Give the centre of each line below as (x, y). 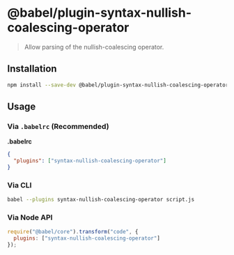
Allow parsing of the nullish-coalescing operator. (94, 47)
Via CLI (19, 185)
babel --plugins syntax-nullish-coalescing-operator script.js (101, 200)
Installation (32, 69)
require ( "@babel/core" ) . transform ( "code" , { (73, 232)
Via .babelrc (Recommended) (58, 126)
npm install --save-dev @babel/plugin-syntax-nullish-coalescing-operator (118, 85)
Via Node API (30, 217)
